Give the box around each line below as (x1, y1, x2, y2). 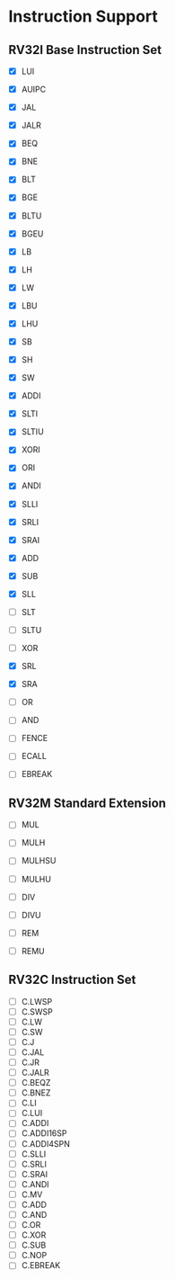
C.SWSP (21, 1006, 53, 1017)
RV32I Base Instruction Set (8, 42, 162, 58)
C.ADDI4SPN (21, 1138, 71, 1149)
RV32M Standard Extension (8, 795, 167, 810)
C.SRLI (21, 1158, 47, 1169)
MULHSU (21, 855, 57, 866)
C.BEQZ (21, 1078, 51, 1088)
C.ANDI (21, 1178, 50, 1189)
